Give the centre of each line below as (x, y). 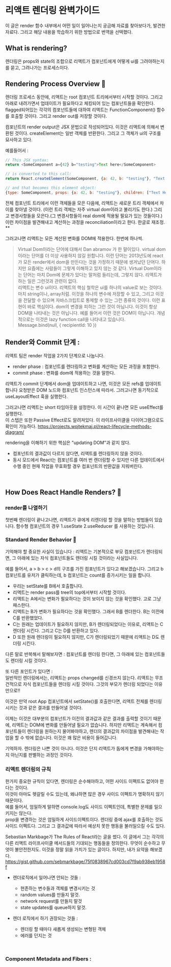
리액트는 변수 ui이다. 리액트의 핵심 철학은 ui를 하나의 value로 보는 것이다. (90, 287)
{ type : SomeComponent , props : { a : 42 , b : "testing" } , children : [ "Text (83, 192)
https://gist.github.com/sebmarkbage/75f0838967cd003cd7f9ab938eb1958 (85, 861)
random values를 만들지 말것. (50, 895)
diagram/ (15, 432)
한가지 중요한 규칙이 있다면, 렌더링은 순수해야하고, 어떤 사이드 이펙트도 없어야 (82, 781)
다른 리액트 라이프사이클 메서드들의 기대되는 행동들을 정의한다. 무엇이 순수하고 (83, 843)
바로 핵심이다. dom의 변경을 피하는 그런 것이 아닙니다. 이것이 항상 (92, 306)
